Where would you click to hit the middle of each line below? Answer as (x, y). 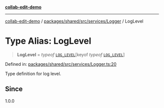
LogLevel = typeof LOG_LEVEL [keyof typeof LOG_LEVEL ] (71, 54)
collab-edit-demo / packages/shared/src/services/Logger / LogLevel (74, 21)
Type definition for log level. (33, 74)
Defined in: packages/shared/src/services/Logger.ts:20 (61, 64)
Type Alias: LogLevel (48, 41)
